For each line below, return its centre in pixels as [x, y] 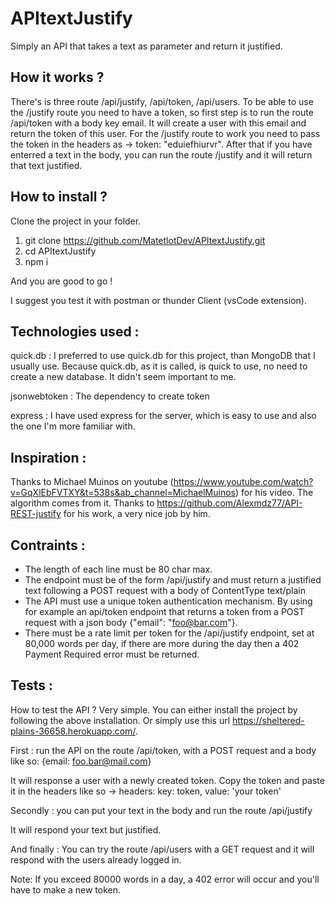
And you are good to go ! [61, 281]
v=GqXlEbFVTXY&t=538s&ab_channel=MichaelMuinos [123, 493]
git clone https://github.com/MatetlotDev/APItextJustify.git [145, 240]
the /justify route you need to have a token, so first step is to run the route [162, 112]
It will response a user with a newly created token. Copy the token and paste [167, 780]
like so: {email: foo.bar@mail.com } [81, 761]
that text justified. [46, 165]
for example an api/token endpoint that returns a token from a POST [164, 611]
